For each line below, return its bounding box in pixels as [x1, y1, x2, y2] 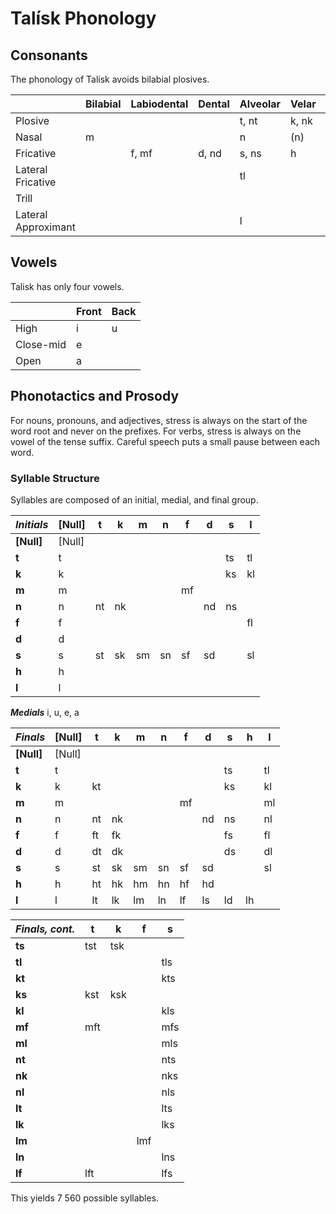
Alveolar [239, 97, 282, 111]
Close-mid [15, 337, 67, 351]
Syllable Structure [10, 471, 100, 485]
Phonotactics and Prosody [10, 388, 180, 405]
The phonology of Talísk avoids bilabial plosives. [10, 73, 210, 85]
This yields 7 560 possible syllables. [10, 1192, 160, 1204]
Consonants [10, 47, 88, 64]
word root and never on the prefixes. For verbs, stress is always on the [10, 425, 302, 437]
